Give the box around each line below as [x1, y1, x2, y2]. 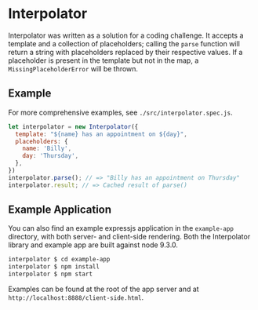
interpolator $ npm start [8, 270, 93, 279]
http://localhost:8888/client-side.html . [8, 293, 144, 302]
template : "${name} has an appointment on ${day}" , [15, 130, 188, 138]
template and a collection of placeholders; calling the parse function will [8, 38, 241, 48]
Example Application [8, 203, 112, 217]
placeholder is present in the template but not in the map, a [8, 56, 199, 65]
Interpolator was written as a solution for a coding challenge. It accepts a [8, 31, 244, 40]
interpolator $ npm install [8, 263, 100, 271]
